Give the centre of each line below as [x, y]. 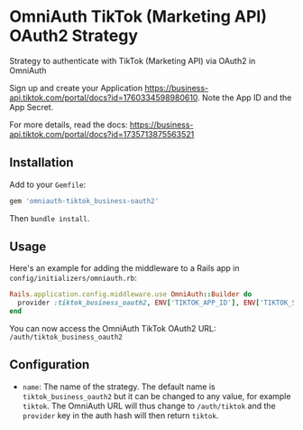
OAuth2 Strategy [73, 36]
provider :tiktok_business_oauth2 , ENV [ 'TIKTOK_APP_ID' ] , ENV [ [138, 303]
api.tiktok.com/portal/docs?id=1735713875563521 [102, 134]
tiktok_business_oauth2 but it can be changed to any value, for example [156, 396]
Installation [41, 163]
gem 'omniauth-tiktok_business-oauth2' [84, 201]
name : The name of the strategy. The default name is [119, 387]
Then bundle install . [50, 218]
